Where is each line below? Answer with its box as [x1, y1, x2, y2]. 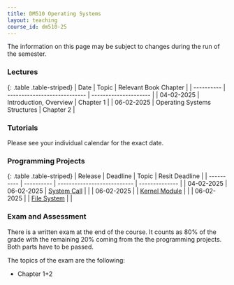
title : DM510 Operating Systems [7, 10, 101, 17]
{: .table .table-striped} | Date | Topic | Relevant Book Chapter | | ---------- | [7, 83, 226, 92]
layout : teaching [7, 17, 58, 24]
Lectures [7, 67, 38, 77]
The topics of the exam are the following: [7, 256, 126, 264]
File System [31, 194, 65, 203]
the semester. [7, 50, 47, 58]
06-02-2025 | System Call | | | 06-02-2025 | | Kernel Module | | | [7, 187, 193, 196]
